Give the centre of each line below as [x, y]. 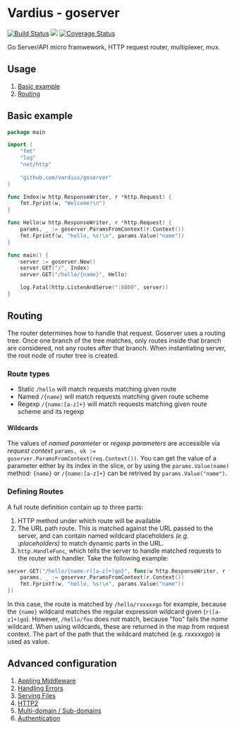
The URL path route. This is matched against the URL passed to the [115, 528]
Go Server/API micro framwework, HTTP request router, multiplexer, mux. [114, 47]
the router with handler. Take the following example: [93, 558]
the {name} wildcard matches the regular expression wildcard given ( [107, 612]
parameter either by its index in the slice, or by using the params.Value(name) [118, 466]
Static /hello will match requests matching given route [97, 389]
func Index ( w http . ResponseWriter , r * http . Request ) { [90, 197]
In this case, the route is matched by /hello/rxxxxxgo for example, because [117, 604]
